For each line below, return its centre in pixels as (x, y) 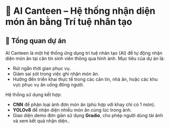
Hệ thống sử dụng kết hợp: (34, 94)
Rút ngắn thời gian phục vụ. (42, 68)
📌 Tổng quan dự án (36, 41)
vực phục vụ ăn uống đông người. (48, 85)
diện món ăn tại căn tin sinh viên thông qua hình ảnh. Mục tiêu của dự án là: (85, 58)
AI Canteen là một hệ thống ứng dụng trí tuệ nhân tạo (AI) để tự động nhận (84, 53)
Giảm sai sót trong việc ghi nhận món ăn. (56, 74)
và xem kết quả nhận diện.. (41, 121)
